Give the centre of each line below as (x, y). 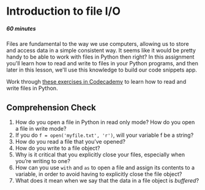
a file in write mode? (41, 128)
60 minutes (21, 28)
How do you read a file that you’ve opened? (70, 141)
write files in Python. (32, 88)
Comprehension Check (51, 107)
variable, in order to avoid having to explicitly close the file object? (99, 174)
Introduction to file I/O (64, 11)
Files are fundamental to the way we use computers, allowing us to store (98, 44)
